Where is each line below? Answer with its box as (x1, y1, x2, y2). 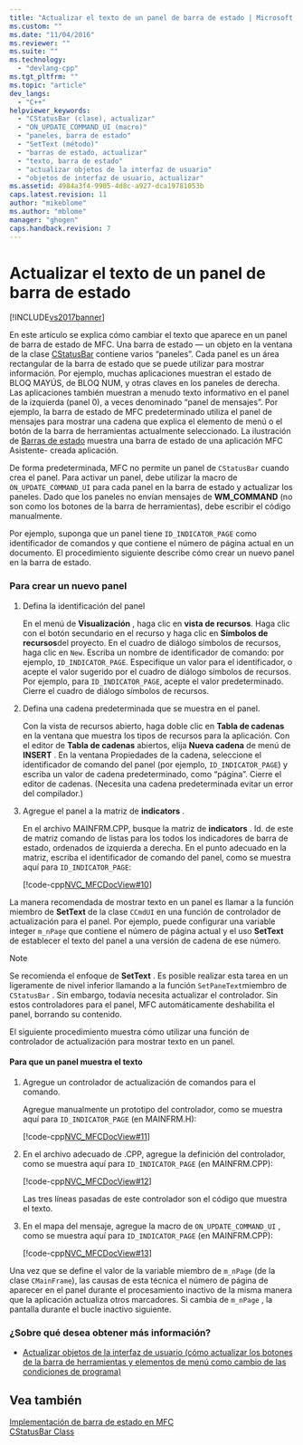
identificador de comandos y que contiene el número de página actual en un (9, 538, 294, 549)
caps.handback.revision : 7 (9, 224, 111, 233)
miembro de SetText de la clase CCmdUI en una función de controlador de (9, 906, 282, 917)
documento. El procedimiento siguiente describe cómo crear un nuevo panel (9, 547, 295, 558)
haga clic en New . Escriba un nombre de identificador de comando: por (22, 647, 285, 658)
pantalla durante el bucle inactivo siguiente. (9, 1304, 172, 1315)
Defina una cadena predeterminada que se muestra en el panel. (22, 703, 260, 714)
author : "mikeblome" (9, 198, 88, 208)
